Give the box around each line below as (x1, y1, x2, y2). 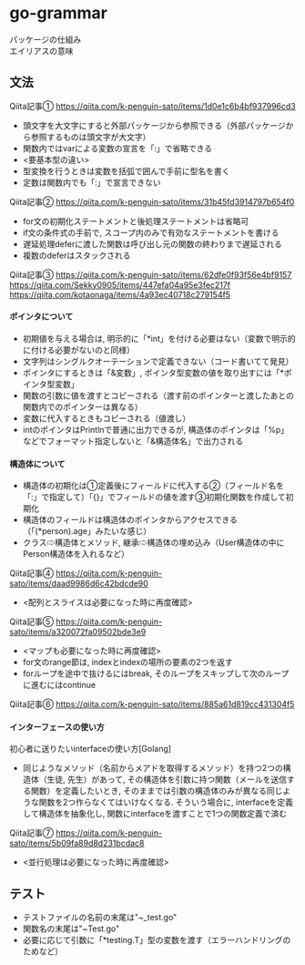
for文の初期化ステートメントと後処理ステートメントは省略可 (22, 215, 249, 226)
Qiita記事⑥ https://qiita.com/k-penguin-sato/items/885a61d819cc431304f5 (9, 699, 295, 710)
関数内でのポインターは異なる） (22, 401, 143, 412)
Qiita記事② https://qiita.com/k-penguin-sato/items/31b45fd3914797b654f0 (9, 196, 295, 207)
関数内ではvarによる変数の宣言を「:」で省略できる (22, 142, 213, 153)
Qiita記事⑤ (9, 616, 55, 627)
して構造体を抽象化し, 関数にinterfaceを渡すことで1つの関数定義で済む (22, 808, 288, 819)
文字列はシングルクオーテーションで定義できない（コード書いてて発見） (22, 355, 294, 366)
